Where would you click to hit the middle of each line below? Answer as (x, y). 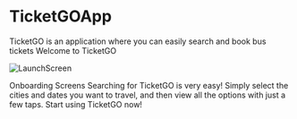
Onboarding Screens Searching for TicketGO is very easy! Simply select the (149, 85)
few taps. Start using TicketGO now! (76, 104)
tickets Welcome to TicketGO (63, 50)
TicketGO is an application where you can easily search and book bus (138, 41)
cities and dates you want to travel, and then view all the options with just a (148, 95)
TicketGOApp (60, 17)
